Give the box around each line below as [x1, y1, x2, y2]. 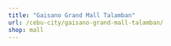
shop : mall [8, 26, 44, 34]
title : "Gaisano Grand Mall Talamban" [8, 11, 136, 19]
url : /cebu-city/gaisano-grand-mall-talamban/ [8, 19, 164, 27]
